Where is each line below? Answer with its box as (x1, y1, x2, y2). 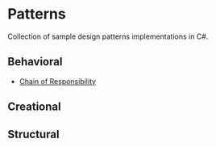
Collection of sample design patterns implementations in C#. (7, 31, 209, 41)
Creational (7, 100, 61, 114)
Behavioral (7, 55, 63, 69)
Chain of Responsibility (19, 76, 97, 86)
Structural (7, 127, 60, 141)
